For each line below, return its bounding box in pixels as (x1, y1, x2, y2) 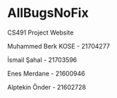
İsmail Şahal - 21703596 (7, 55, 78, 64)
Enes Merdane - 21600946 (7, 69, 86, 78)
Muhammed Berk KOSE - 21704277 (7, 42, 111, 50)
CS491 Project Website (7, 28, 74, 37)
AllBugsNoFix (7, 5, 90, 21)
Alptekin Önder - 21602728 (7, 82, 87, 91)
